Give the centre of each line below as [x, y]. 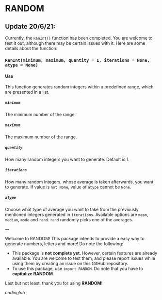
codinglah [15, 292]
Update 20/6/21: [30, 26]
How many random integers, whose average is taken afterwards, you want [79, 182]
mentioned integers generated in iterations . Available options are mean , [77, 215]
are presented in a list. [27, 92]
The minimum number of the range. [40, 115]
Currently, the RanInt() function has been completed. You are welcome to [79, 38]
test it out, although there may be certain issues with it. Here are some [75, 43]
